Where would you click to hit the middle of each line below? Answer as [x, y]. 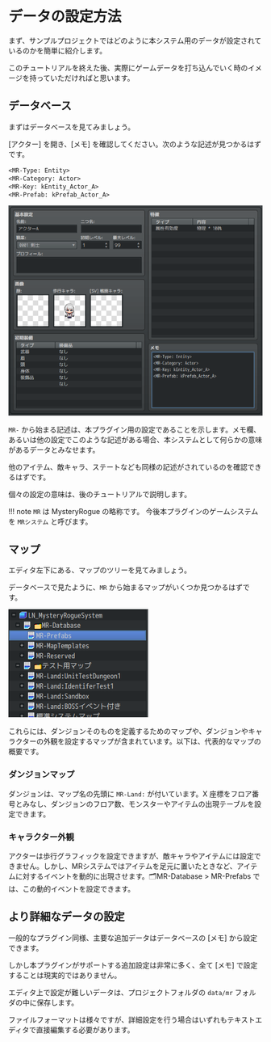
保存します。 [57, 1002]
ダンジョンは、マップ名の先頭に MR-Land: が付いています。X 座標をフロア [130, 794]
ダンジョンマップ [42, 774]
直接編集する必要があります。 [85, 1029]
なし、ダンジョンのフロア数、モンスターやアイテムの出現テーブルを [142, 804]
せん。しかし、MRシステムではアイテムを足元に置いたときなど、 [129, 866]
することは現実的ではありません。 [65, 975]
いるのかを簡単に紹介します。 [58, 50]
